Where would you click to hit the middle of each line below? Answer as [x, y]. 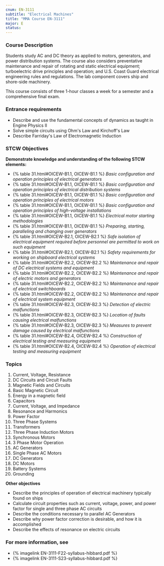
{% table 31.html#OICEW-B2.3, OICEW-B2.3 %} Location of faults [79, 315]
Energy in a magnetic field [39, 396]
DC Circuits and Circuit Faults [42, 380]
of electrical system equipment [44, 299]
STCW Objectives [27, 148]
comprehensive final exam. [33, 97]
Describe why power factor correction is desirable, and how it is [77, 519]
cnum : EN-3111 [20, 10]
